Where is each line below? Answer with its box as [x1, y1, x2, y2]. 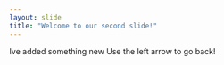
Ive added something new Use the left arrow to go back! [9, 45, 216, 56]
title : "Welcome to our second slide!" [9, 21, 158, 30]
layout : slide [9, 12, 62, 22]
